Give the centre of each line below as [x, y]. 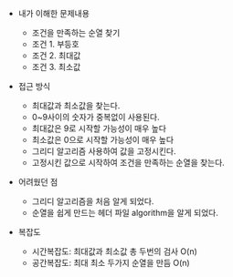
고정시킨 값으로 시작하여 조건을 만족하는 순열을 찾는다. [128, 163]
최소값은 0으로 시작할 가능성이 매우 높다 [103, 140]
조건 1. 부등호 [55, 44]
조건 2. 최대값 [56, 56]
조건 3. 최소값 [56, 67]
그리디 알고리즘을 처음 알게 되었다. [93, 201]
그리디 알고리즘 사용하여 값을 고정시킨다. [104, 151]
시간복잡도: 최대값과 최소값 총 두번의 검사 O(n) [115, 251]
